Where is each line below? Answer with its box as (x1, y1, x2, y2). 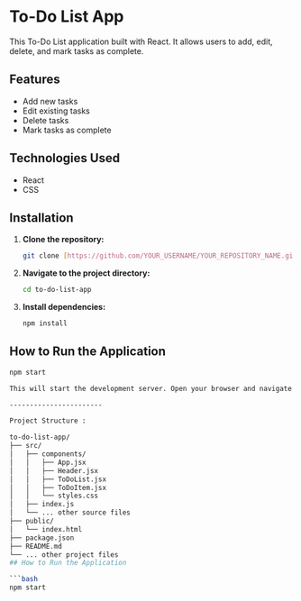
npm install (22, 319, 68, 328)
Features (9, 72, 60, 87)
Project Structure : (9, 416, 87, 425)
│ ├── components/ (9, 450, 87, 459)
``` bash (9, 575, 39, 584)
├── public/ (9, 516, 54, 526)
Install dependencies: (22, 302, 106, 313)
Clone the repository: (22, 234, 105, 245)
